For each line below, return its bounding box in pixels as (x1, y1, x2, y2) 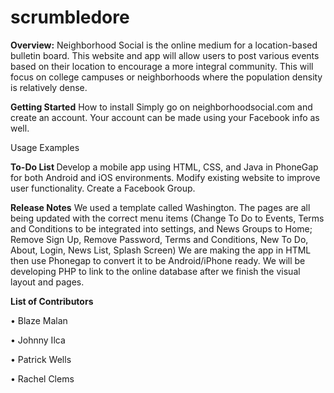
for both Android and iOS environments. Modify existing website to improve (10, 171, 321, 183)
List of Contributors (10, 295, 94, 307)
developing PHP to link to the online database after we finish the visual (10, 265, 301, 277)
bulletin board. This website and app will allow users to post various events (10, 49, 320, 61)
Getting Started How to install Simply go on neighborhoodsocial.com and (10, 101, 313, 113)
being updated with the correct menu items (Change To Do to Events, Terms (10, 212, 325, 224)
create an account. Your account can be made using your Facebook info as (10, 111, 320, 123)
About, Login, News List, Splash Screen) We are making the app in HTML (10, 244, 312, 256)
